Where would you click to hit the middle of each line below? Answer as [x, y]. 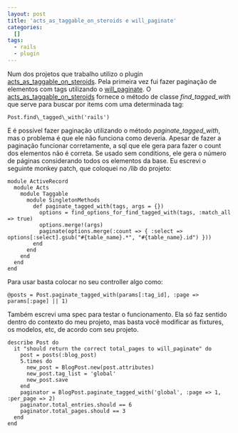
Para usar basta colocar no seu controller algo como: [85, 281]
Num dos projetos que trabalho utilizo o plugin [75, 74]
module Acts [32, 187]
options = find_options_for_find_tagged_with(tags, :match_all [135, 212]
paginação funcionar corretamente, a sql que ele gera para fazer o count [114, 145]
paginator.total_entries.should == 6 [76, 405]
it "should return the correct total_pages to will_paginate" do [113, 349]
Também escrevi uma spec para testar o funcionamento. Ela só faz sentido [117, 314]
